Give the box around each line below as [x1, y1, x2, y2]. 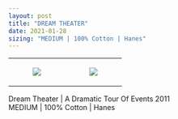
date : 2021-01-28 [8, 27, 67, 35]
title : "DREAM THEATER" [8, 19, 89, 28]
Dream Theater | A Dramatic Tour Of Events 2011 [8, 94, 170, 104]
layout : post [8, 11, 53, 20]
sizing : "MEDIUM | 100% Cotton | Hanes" [8, 34, 147, 43]
